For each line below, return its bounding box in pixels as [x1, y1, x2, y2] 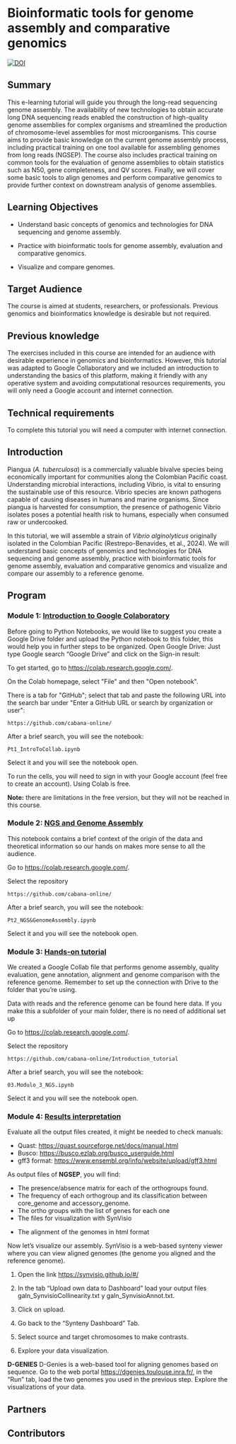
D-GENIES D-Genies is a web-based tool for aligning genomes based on [7, 1360, 218, 1369]
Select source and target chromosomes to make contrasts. [17, 1333, 189, 1341]
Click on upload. [17, 1305, 66, 1314]
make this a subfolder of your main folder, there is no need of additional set [7, 1007, 226, 1015]
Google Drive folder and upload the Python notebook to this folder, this [7, 634, 213, 643]
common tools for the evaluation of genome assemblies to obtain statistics [7, 158, 225, 167]
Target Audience [7, 283, 83, 295]
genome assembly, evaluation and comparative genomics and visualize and [7, 561, 228, 570]
